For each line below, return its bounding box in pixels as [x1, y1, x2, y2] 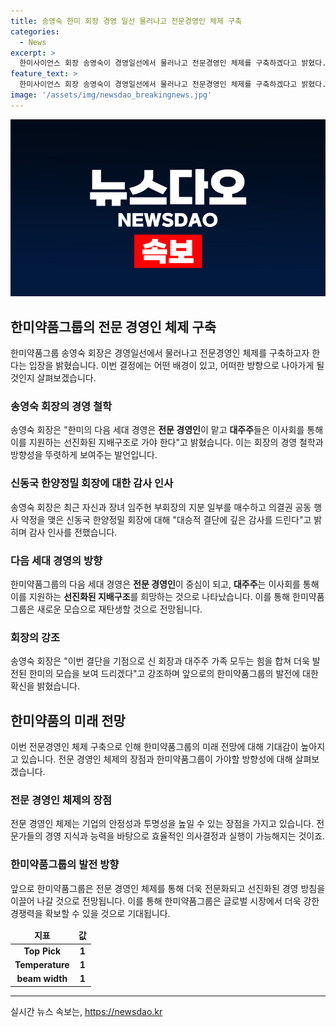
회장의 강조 [10, 630, 61, 644]
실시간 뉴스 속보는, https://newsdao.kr [10, 1005, 163, 1017]
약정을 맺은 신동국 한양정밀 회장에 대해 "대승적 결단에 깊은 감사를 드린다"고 [20, 513, 312, 525]
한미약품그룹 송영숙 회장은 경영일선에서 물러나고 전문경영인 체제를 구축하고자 [10, 347, 310, 359]
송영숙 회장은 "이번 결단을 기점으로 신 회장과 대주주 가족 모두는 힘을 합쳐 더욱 [10, 655, 310, 667]
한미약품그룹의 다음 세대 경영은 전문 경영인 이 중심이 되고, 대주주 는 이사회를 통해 [10, 578, 320, 590]
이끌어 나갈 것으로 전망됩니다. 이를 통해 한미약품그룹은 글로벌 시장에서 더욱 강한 [10, 895, 320, 907]
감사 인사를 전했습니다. [28, 526, 118, 538]
